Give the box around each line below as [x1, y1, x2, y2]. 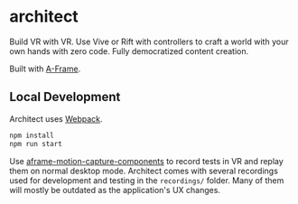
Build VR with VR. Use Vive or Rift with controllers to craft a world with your [9, 36, 289, 47]
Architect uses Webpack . [9, 113, 103, 124]
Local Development [9, 89, 121, 105]
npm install [9, 131, 54, 140]
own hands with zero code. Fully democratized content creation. [9, 45, 249, 56]
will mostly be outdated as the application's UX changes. [9, 184, 221, 195]
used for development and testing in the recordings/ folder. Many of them [9, 174, 284, 186]
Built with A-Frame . [9, 63, 81, 74]
